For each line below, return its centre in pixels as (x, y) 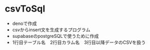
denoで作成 (24, 23)
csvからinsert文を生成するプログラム (51, 30)
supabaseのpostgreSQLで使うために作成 (55, 36)
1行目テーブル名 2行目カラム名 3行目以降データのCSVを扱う (79, 42)
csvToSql (25, 9)
